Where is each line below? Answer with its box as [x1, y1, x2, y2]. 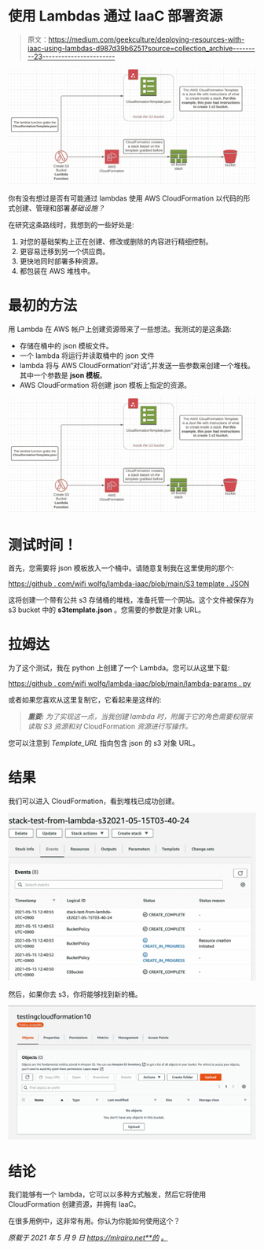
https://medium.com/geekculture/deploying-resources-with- [48, 35, 245, 44]
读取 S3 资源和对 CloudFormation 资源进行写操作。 [27, 721, 192, 732]
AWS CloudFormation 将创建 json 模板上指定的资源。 [19, 380, 191, 389]
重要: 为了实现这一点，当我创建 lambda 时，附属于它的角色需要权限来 [27, 712, 254, 721]
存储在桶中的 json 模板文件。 [19, 341, 114, 350]
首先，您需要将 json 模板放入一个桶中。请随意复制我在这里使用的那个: [8, 563, 234, 573]
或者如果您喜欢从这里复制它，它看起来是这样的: [8, 695, 163, 705]
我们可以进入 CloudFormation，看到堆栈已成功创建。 [8, 796, 179, 806]
